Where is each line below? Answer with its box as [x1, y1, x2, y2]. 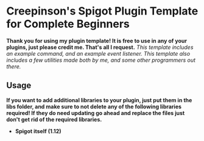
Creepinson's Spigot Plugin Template [6, 4, 199, 18]
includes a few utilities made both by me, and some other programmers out [6, 56, 196, 64]
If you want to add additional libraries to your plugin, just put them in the [6, 96, 192, 103]
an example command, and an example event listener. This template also [6, 50, 191, 57]
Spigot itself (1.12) [15, 127, 62, 134]
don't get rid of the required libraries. [6, 116, 102, 123]
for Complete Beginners [6, 17, 130, 31]
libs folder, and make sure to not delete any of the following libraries [6, 103, 181, 110]
